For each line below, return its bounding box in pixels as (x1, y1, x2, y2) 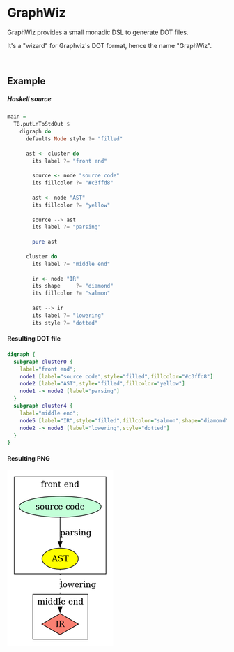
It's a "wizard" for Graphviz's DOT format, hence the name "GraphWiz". (7, 41, 212, 50)
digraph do (19, 128, 52, 135)
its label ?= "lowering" (32, 312, 104, 319)
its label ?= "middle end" (32, 260, 111, 267)
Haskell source (7, 94, 52, 103)
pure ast (32, 239, 58, 246)
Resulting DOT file (7, 334, 61, 343)
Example (7, 75, 46, 87)
